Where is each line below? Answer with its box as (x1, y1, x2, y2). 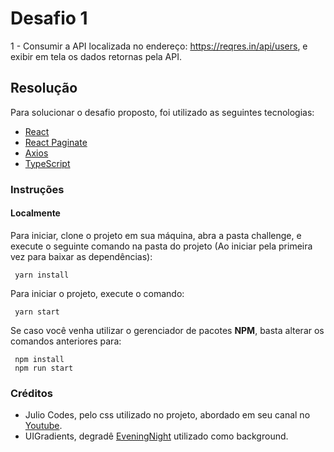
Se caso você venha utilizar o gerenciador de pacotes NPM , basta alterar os (10, 324, 325, 336)
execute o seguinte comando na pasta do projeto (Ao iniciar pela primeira (10, 240, 313, 252)
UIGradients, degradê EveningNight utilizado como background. (24, 430, 289, 442)
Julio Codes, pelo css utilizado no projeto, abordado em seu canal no (24, 409, 311, 421)
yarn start (14, 307, 60, 317)
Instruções (10, 182, 65, 196)
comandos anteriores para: (10, 335, 122, 347)
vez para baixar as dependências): (10, 250, 153, 262)
